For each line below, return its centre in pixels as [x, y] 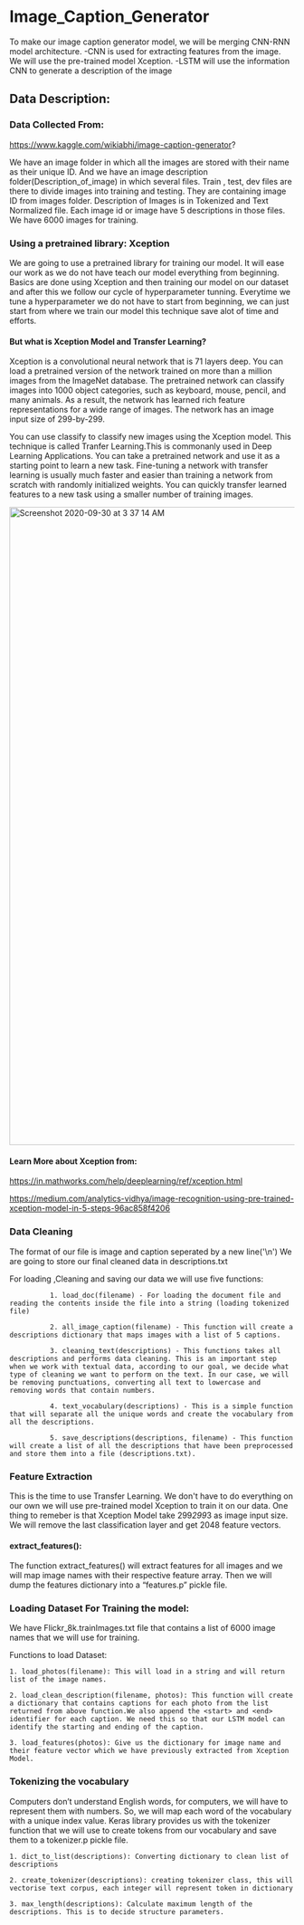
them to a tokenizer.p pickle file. [69, 1840]
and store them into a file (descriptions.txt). [103, 1453]
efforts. [23, 320]
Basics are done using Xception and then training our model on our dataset [149, 281]
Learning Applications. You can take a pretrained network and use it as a [145, 456]
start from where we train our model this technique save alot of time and [144, 310]
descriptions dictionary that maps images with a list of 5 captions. [145, 1335]
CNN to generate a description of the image [91, 71]
